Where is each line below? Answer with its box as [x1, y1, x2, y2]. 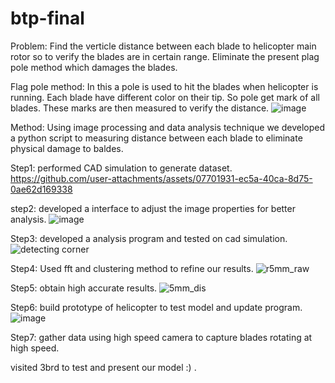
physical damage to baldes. [10, 142, 124, 154]
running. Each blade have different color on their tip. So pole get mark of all [10, 91, 320, 103]
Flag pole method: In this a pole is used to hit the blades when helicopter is [10, 80, 319, 92]
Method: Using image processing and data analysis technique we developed [10, 121, 325, 133]
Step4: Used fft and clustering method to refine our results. [10, 262, 254, 274]
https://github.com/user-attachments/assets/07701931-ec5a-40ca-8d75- [10, 172, 313, 184]
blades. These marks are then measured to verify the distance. [10, 102, 270, 114]
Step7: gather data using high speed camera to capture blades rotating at [10, 331, 313, 343]
